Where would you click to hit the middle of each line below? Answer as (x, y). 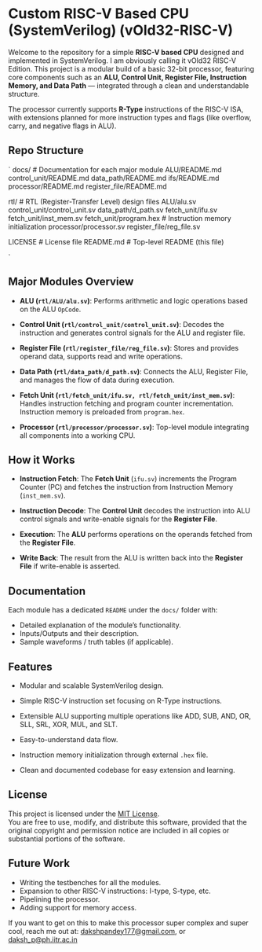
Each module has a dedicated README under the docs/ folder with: (113, 610)
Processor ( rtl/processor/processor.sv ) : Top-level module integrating (134, 427)
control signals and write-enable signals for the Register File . (118, 519)
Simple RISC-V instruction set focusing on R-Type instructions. (120, 701)
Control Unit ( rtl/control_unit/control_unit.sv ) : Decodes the (122, 324)
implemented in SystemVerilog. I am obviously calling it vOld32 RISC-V (122, 61)
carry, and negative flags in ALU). (62, 126)
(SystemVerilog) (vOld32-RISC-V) (121, 30)
